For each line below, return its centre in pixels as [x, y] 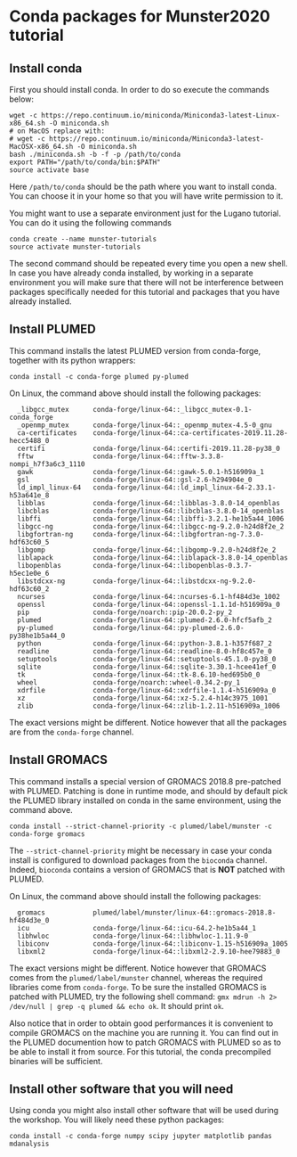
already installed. [41, 301]
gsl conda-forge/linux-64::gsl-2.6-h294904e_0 [135, 480]
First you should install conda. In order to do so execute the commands [139, 90]
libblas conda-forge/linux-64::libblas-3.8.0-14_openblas [148, 503]
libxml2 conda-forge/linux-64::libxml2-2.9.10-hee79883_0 [148, 951]
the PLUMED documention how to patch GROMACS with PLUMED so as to [145, 1042]
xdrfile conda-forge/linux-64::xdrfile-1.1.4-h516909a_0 [147, 690]
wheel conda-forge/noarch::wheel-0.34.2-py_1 [129, 682]
